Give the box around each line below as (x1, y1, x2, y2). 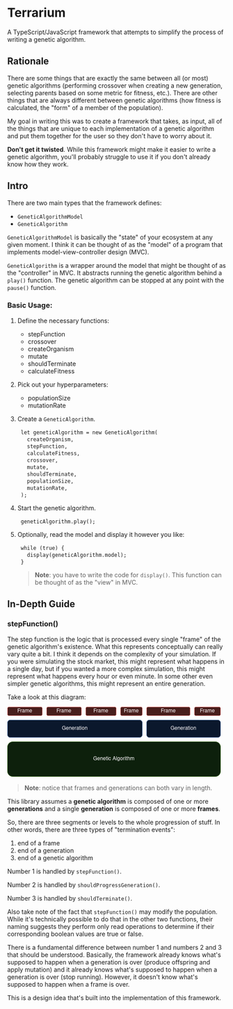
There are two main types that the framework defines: (7, 198, 162, 207)
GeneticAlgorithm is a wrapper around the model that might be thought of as (7, 261, 226, 269)
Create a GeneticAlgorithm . (17, 414, 96, 423)
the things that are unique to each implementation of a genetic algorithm (7, 124, 214, 133)
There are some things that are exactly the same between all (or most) (7, 74, 209, 82)
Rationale (7, 56, 49, 67)
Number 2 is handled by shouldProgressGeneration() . (7, 880, 161, 889)
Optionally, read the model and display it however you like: (17, 530, 185, 538)
